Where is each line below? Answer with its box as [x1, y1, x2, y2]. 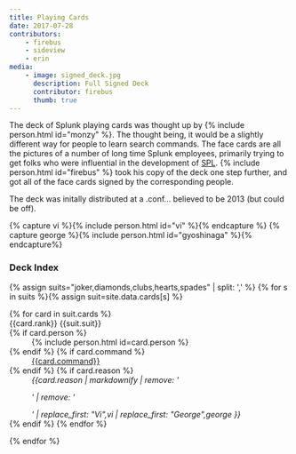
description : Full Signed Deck [32, 79, 149, 88]
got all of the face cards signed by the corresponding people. [9, 177, 234, 187]
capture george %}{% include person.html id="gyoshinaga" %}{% [9, 230, 252, 241]
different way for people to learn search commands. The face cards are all [9, 139, 282, 149]
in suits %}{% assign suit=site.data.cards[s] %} [9, 291, 184, 302]
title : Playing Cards [9, 12, 90, 22]
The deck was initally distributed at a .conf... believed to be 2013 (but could [9, 194, 284, 204]
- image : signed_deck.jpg [25, 71, 122, 80]
